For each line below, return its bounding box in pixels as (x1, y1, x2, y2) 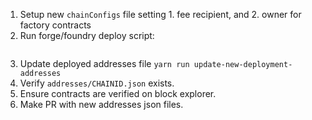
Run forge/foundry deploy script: (19, 30, 155, 41)
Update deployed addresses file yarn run (19, 58, 190, 69)
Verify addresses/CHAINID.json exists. (19, 77, 175, 89)
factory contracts (19, 19, 92, 31)
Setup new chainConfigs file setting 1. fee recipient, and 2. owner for (19, 9, 302, 20)
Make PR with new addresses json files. (19, 99, 184, 110)
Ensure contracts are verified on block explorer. (19, 88, 217, 99)
